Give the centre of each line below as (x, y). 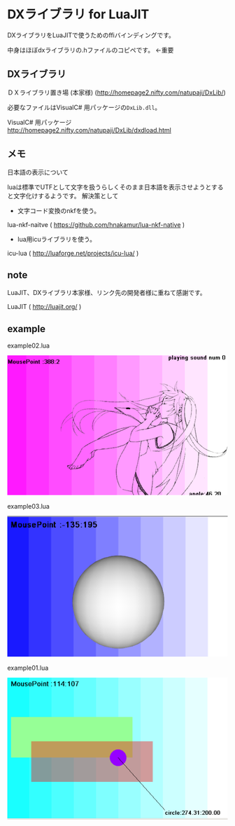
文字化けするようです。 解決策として (66, 195)
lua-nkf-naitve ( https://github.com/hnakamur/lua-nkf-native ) (96, 224)
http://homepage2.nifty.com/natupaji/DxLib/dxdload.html (89, 130)
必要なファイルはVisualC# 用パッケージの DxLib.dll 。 (84, 107)
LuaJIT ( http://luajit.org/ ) (44, 307)
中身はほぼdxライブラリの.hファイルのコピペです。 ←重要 (91, 50)
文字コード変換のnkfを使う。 (59, 210)
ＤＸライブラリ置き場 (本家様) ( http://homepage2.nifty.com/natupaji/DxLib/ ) (116, 92)
